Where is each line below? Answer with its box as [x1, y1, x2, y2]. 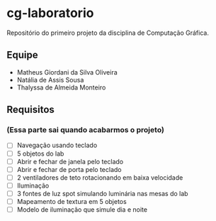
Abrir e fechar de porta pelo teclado [16, 165, 122, 173]
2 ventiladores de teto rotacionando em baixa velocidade [16, 173, 183, 182]
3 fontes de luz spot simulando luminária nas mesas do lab [16, 189, 188, 198]
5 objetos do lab [16, 149, 64, 158]
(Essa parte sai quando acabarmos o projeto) [6, 125, 164, 135]
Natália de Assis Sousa [16, 75, 84, 84]
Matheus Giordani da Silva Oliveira [16, 68, 118, 76]
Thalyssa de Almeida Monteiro [16, 83, 106, 92]
